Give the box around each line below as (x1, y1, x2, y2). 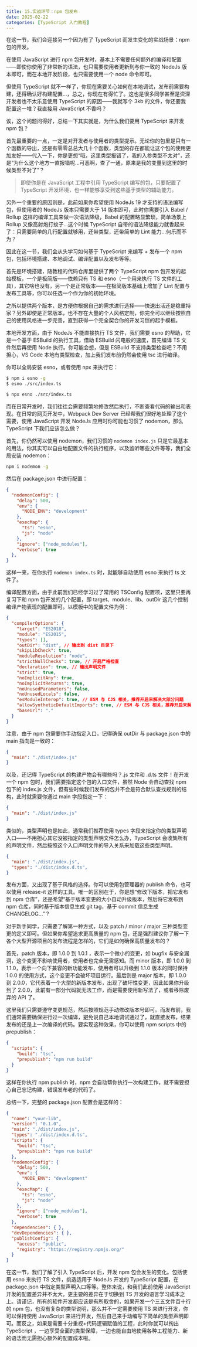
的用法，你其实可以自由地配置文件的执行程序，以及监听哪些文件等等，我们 (6, 445, 186, 451)
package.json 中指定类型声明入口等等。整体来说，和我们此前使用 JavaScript (6, 1283, 191, 1290)
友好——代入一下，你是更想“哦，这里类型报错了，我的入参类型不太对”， (11, 152, 186, 159)
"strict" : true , (16, 669, 57, 675)
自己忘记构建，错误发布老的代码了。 (11, 1086, 98, 1093)
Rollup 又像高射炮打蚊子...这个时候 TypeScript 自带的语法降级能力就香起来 (6, 221, 185, 228)
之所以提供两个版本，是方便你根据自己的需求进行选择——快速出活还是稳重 (6, 302, 186, 309)
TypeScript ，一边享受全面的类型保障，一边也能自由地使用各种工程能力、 (6, 1327, 183, 1334)
